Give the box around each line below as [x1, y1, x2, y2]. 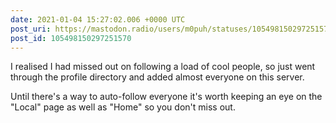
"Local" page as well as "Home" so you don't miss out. [10, 101, 236, 113]
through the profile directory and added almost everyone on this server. [10, 71, 305, 83]
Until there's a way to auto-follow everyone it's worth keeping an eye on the [10, 91, 323, 103]
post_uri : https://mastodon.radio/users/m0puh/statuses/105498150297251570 [10, 24, 333, 34]
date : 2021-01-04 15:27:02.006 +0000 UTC [10, 14, 186, 25]
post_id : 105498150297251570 [10, 33, 132, 43]
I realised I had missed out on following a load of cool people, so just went [10, 61, 316, 73]
